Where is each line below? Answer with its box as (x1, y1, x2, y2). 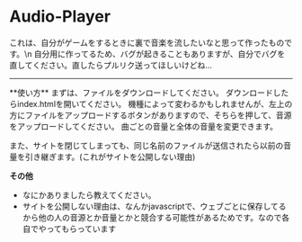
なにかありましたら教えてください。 (22, 189, 156, 200)
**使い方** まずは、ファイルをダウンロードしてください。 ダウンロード (9, 87, 274, 98)
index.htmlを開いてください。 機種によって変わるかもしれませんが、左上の (16, 98, 293, 109)
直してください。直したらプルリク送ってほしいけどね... (9, 59, 213, 70)
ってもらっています (46, 223, 117, 234)
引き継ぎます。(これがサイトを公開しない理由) (24, 151, 196, 162)
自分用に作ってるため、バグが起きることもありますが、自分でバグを (33, 48, 286, 59)
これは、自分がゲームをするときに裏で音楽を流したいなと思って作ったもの (9, 37, 285, 48)
